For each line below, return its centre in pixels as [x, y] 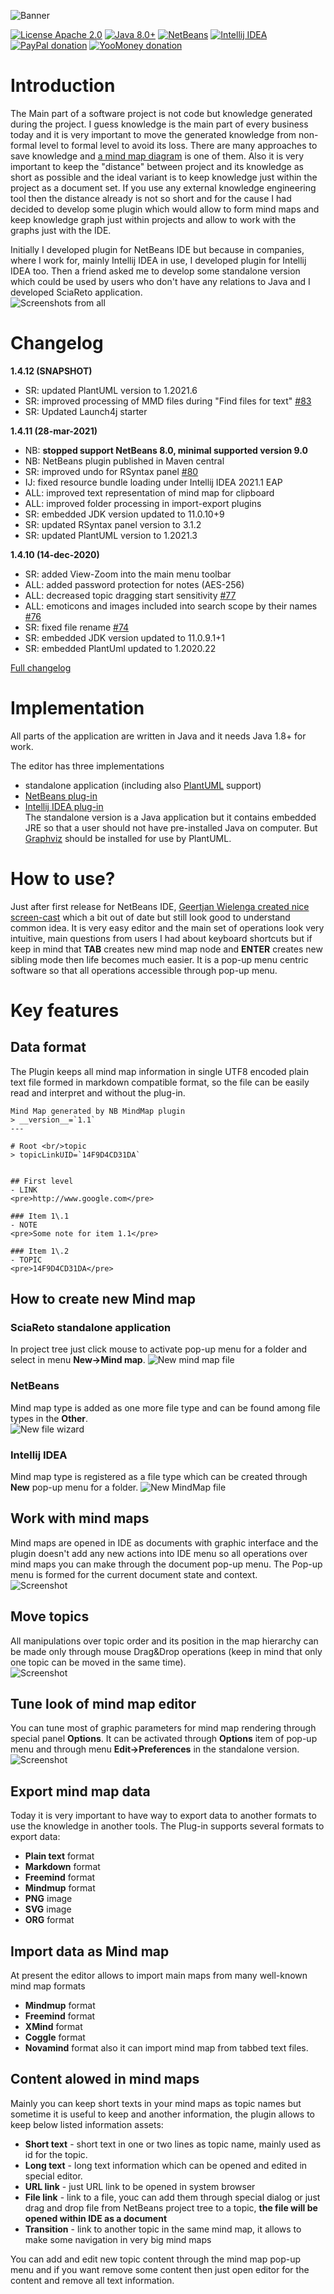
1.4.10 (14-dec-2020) [55, 554]
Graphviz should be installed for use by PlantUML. [128, 838]
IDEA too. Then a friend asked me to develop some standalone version [155, 271]
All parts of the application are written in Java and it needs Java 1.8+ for [158, 736]
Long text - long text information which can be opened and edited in [166, 2165]
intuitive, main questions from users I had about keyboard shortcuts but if [161, 938]
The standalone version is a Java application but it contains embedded [170, 817]
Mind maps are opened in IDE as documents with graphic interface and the [164, 1542]
